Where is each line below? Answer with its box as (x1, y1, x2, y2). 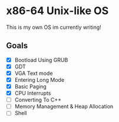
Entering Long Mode (14, 76, 65, 83)
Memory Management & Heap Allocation (14, 103, 114, 110)
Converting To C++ (14, 96, 62, 104)
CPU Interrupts (14, 90, 51, 97)
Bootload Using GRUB (14, 56, 68, 63)
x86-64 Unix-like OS (6, 4, 109, 18)
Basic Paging (14, 83, 47, 90)
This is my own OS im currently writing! (6, 24, 101, 31)
